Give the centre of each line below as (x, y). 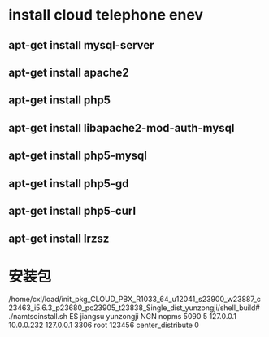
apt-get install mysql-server (81, 45)
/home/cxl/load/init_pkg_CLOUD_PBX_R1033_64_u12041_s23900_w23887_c (135, 300)
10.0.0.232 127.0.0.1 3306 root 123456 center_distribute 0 (104, 325)
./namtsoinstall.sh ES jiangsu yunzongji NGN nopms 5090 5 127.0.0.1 (123, 317)
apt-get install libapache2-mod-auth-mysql (121, 128)
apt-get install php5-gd (69, 184)
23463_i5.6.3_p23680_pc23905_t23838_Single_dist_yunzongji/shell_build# (134, 308)
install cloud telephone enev (106, 15)
